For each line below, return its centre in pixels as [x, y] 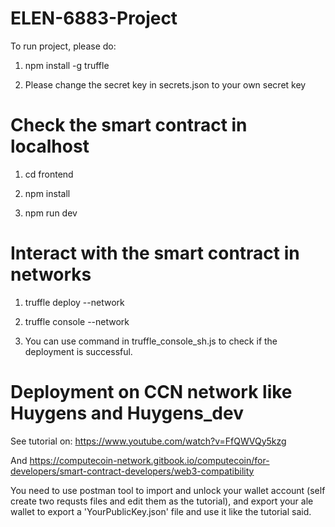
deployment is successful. [78, 351]
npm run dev [51, 213]
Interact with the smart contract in [155, 253]
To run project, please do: [63, 46]
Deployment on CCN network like [151, 392]
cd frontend [49, 174]
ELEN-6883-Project [94, 18]
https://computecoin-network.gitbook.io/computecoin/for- [149, 460]
